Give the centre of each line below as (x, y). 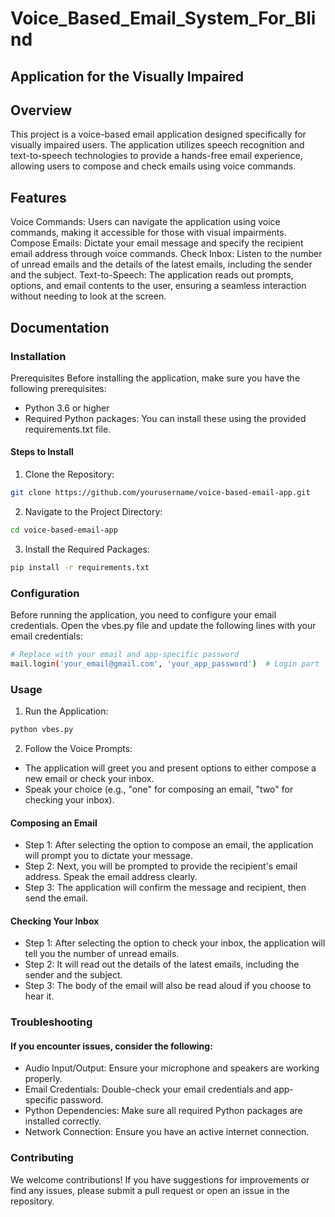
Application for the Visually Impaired (127, 76)
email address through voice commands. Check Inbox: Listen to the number (166, 254)
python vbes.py (42, 730)
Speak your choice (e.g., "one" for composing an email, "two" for (159, 789)
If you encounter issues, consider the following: (111, 1046)
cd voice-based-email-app (64, 530)
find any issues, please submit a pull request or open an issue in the (150, 1190)
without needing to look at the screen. (88, 296)
